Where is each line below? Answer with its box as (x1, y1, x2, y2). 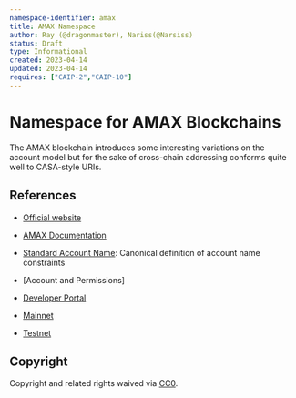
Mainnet (22, 310, 54, 321)
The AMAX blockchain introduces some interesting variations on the (9, 142, 266, 153)
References (9, 188, 77, 203)
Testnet (22, 327, 52, 338)
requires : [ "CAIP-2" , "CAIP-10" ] (9, 73, 132, 82)
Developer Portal (22, 292, 87, 303)
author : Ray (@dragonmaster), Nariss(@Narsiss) (9, 30, 194, 39)
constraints (22, 257, 66, 268)
